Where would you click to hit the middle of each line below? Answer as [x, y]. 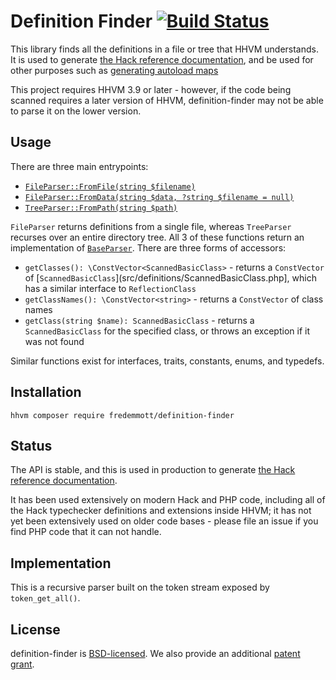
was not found [54, 341]
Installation [46, 392]
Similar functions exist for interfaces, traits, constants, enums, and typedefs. [167, 361]
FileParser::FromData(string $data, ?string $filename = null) [159, 197]
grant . [22, 664]
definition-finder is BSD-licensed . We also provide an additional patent [155, 653]
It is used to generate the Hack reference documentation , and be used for [162, 59]
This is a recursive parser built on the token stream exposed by [140, 587]
